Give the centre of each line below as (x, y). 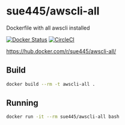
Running (23, 103)
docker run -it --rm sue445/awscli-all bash (63, 117)
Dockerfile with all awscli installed (48, 28)
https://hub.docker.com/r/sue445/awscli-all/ (61, 51)
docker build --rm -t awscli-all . (51, 84)
